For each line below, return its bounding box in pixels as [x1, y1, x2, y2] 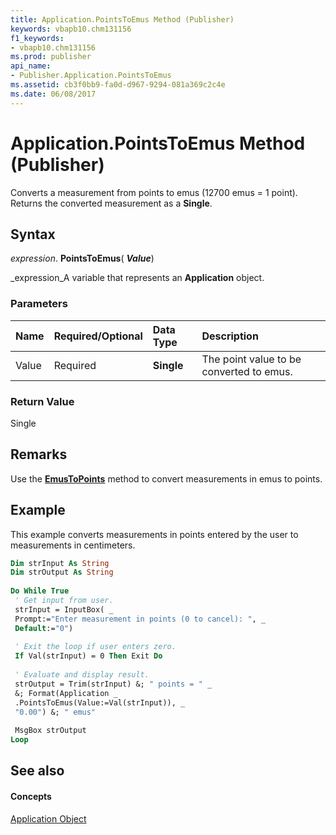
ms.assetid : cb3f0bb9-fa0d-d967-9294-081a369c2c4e [10, 80, 226, 90]
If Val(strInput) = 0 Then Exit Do [14, 651, 163, 661]
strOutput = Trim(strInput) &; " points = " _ [14, 679, 213, 689]
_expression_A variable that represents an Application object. [10, 272, 265, 284]
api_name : [10, 61, 52, 71]
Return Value [10, 394, 75, 408]
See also [10, 762, 65, 780]
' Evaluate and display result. [14, 670, 150, 680]
